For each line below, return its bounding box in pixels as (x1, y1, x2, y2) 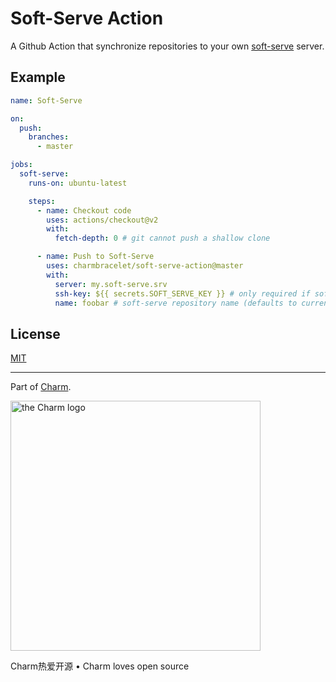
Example (10, 69, 66, 86)
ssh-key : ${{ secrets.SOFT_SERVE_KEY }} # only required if (54, 288, 311, 299)
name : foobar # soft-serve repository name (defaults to (54, 298, 298, 308)
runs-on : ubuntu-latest (28, 178, 128, 188)
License (10, 325, 61, 342)
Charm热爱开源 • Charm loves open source (10, 660, 190, 672)
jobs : (10, 160, 33, 170)
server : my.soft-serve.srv (54, 279, 168, 289)
